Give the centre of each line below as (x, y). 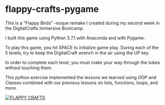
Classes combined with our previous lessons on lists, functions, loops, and (82, 83)
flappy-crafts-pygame (52, 9)
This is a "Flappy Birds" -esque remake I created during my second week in (82, 23)
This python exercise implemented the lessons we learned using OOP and (81, 77)
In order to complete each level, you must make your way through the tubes (83, 62)
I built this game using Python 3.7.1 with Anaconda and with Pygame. (75, 38)
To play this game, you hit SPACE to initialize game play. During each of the (82, 47)
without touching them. (29, 68)
